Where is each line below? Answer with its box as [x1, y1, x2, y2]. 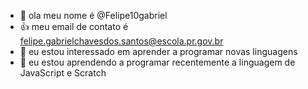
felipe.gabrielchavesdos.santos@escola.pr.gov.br [19, 35, 224, 47]
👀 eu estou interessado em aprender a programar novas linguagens [19, 46, 298, 57]
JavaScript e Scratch [19, 67, 107, 79]
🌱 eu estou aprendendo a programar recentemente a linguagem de [19, 56, 296, 68]
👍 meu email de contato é [19, 21, 129, 32]
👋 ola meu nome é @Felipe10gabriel [19, 10, 168, 21]
